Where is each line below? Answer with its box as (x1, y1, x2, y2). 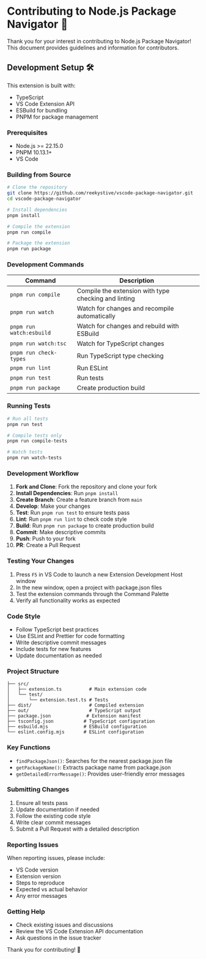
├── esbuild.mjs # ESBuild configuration (7, 724, 147, 730)
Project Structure (7, 667, 59, 675)
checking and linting (76, 294, 135, 303)
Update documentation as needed (15, 652, 102, 659)
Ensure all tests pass (15, 799, 68, 806)
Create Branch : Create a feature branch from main (15, 496, 142, 504)
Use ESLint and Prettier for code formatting (15, 632, 125, 639)
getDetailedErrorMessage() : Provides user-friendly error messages (15, 770, 185, 777)
